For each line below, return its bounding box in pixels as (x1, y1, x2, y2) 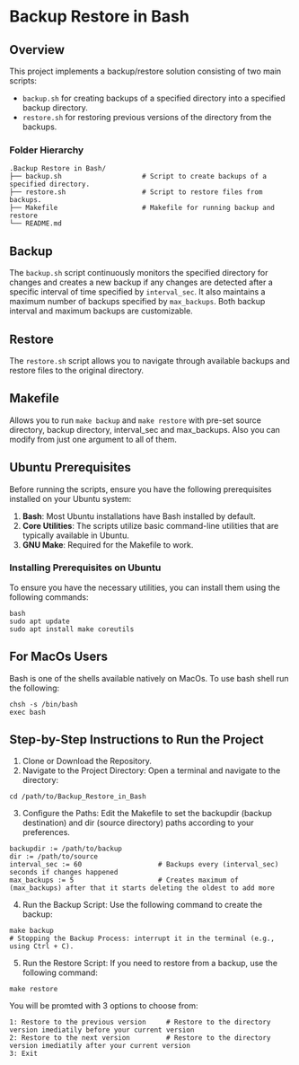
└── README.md (9, 219, 63, 228)
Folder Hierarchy (9, 144, 84, 156)
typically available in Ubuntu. (22, 530, 130, 541)
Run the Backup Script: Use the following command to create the (22, 900, 263, 911)
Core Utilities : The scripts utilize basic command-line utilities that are (22, 520, 279, 531)
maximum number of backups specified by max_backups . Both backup (9, 296, 266, 307)
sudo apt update (9, 617, 70, 626)
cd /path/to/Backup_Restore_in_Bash (9, 792, 146, 801)
